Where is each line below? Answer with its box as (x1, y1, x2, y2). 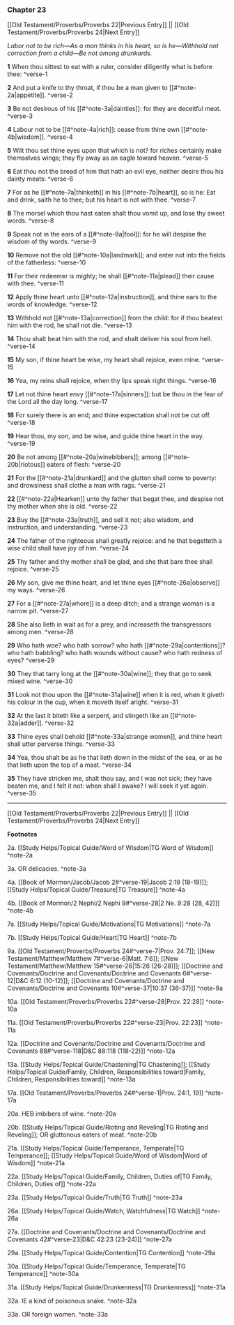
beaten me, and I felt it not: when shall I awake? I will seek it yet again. (7, 781, 209, 790)
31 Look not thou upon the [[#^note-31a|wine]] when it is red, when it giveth (7, 691, 225, 699)
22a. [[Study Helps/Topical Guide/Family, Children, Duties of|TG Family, (7, 1172, 212, 1181)
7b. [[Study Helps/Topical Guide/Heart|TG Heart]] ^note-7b (7, 934, 178, 942)
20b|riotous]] (7, 461, 45, 469)
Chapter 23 (7, 5, 47, 15)
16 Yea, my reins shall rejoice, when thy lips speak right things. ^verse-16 (7, 377, 217, 385)
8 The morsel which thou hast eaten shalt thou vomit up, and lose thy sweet (7, 209, 225, 218)
